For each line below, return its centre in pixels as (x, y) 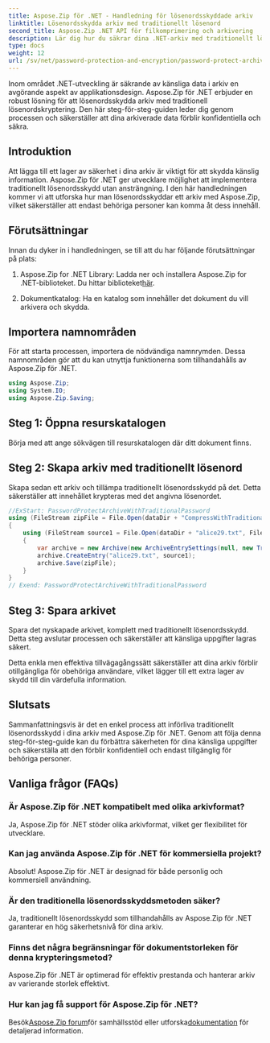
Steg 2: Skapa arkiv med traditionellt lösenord (125, 468)
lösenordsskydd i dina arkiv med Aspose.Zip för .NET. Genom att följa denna (135, 732)
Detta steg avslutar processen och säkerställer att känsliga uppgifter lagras (133, 638)
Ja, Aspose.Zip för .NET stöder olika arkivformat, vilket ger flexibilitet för (128, 824)
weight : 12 (27, 53)
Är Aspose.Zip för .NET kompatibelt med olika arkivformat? (127, 807)
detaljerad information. (46, 1030)
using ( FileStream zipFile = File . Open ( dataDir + (93, 518)
